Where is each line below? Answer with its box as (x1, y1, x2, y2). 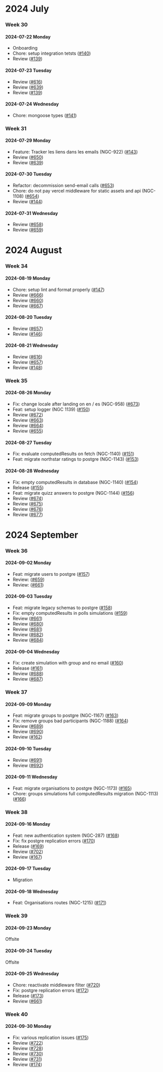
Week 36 (5, 547, 28, 554)
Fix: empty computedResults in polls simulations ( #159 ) (12, 610, 128, 616)
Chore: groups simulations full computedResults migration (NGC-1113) (12, 790, 158, 796)
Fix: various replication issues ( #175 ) (12, 1034, 89, 1041)
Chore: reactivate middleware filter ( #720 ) (12, 982, 101, 988)
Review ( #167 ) (12, 854, 43, 860)
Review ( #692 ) (12, 762, 44, 768)
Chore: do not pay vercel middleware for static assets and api (12, 188, 141, 194)
